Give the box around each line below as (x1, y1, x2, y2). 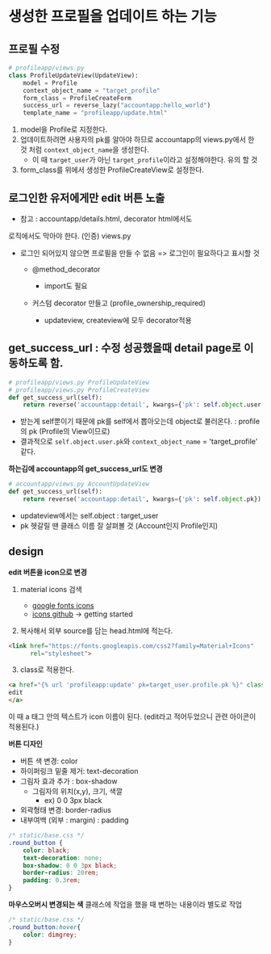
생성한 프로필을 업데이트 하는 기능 (8, 7, 217, 26)
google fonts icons (31, 600, 94, 610)
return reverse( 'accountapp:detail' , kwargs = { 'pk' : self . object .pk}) (23, 495, 262, 503)
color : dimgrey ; (23, 931, 78, 939)
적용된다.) (8, 722, 40, 732)
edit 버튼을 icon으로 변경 (8, 567, 87, 577)
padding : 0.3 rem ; (23, 876, 81, 885)
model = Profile (23, 78, 78, 87)
